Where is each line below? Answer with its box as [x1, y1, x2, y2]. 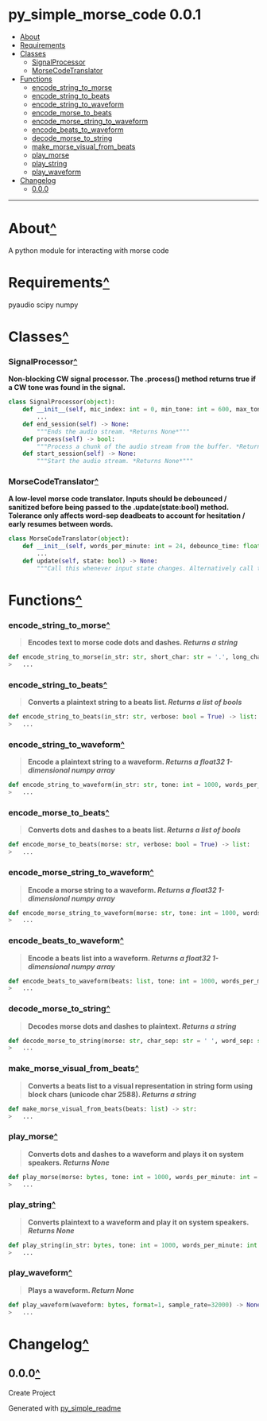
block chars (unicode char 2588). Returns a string [27, 1089, 197, 1099]
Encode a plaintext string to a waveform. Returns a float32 [27, 757, 225, 767]
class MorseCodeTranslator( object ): [8, 535, 130, 543]
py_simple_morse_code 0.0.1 [8, 6, 202, 24]
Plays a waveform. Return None [27, 1285, 135, 1294]
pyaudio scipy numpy [8, 300, 79, 310]
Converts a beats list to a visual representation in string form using [27, 1080, 253, 1091]
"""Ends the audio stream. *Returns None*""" [37, 427, 191, 435]
